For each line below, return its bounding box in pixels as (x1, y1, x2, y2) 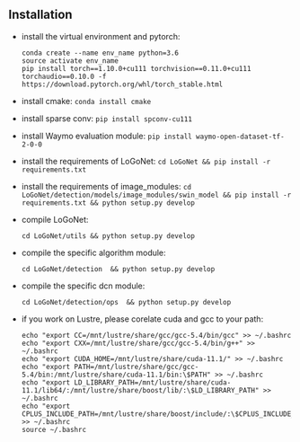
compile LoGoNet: (21, 214, 89, 225)
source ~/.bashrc (21, 425, 87, 434)
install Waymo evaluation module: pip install (21, 130, 192, 141)
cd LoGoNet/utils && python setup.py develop (21, 231, 195, 241)
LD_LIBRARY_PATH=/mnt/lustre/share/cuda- (74, 377, 232, 387)
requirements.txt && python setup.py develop (21, 198, 195, 208)
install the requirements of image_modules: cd (21, 181, 192, 191)
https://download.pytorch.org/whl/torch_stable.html (21, 80, 224, 89)
